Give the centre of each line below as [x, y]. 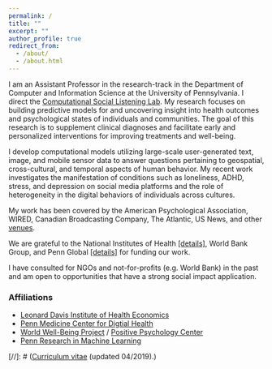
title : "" [25, 24]
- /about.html [39, 62]
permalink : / [30, 16]
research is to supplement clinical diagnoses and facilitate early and [122, 127]
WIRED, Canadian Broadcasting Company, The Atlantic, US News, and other [135, 219]
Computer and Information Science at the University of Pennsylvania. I [126, 92]
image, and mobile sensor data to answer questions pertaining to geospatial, [136, 160]
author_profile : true [45, 39]
